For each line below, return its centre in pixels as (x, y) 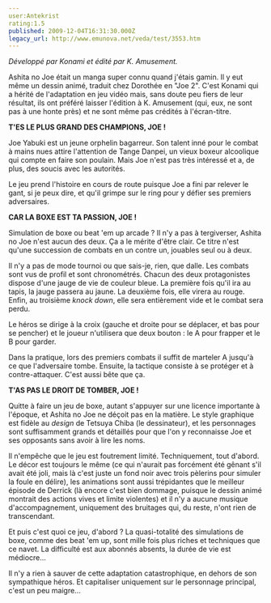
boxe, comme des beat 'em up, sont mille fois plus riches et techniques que (134, 541)
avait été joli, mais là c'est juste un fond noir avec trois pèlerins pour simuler (135, 473)
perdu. (19, 309)
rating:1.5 (27, 23)
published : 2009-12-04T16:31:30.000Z (72, 31)
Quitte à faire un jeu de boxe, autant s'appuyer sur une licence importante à (134, 406)
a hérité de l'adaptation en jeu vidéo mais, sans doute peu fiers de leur (126, 95)
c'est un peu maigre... (44, 591)
